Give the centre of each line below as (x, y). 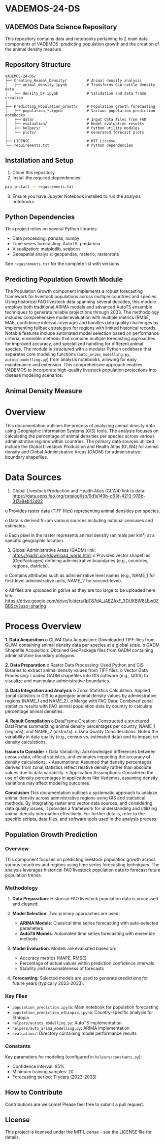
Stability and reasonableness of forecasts (62, 968)
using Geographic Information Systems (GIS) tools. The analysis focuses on (82, 431)
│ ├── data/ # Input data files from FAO (76, 119)
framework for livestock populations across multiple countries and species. (81, 297)
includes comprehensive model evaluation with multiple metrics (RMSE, (78, 317)
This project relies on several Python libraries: (52, 229)
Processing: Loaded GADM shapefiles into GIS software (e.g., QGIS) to (77, 676)
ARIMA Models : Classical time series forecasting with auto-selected (89, 923)
